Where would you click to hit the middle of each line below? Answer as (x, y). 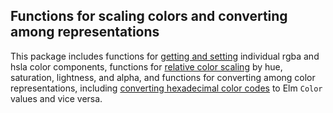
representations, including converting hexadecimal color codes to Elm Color (166, 88)
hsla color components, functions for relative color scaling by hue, (146, 66)
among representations (85, 32)
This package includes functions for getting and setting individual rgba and (165, 56)
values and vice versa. (56, 98)
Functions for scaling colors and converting (149, 16)
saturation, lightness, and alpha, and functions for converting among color (163, 77)
